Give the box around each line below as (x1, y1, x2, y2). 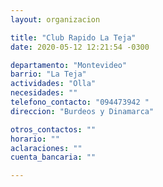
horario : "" (10, 134, 60, 144)
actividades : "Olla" (10, 79, 97, 89)
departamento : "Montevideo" (10, 60, 128, 70)
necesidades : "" (10, 88, 78, 98)
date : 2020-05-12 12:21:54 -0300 (10, 42, 150, 52)
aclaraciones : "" (10, 143, 83, 153)
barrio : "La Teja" (10, 69, 87, 80)
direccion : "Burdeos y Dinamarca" (10, 106, 155, 116)
